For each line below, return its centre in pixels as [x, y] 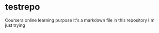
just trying [15, 25]
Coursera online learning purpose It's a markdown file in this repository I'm [80, 20]
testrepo [23, 7]
